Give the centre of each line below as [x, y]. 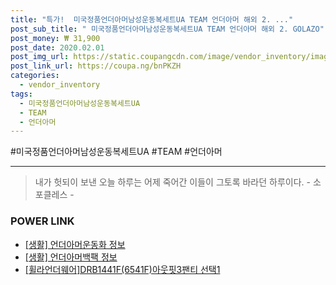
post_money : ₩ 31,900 [55, 38]
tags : [21, 94]
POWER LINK [42, 221]
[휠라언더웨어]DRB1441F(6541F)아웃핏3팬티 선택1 [122, 269]
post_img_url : [40, 57]
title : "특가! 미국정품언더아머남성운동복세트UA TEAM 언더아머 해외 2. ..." [152, 19]
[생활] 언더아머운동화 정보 [75, 244]
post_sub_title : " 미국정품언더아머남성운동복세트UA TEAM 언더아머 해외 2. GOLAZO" [167, 29]
